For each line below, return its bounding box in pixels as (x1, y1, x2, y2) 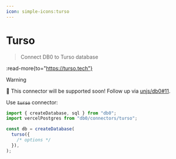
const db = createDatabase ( (6, 126, 75, 132)
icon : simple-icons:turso (6, 8, 69, 15)
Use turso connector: (6, 99, 58, 106)
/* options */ (16, 137, 51, 143)
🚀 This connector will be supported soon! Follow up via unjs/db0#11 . (6, 87, 171, 94)
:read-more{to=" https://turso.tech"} (6, 65, 93, 72)
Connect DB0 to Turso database (20, 53, 99, 60)
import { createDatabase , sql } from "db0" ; (6, 110, 117, 116)
